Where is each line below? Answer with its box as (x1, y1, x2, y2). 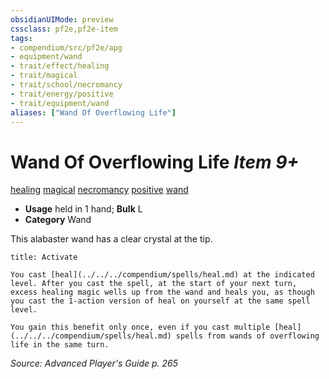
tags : (10, 33, 33, 43)
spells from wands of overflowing (175, 331, 320, 341)
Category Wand (24, 214, 92, 226)
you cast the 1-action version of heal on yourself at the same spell (10, 296, 311, 306)
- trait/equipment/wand (10, 98, 110, 108)
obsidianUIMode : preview (10, 14, 114, 25)
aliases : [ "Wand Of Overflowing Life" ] (10, 107, 177, 118)
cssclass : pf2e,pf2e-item (10, 24, 118, 34)
